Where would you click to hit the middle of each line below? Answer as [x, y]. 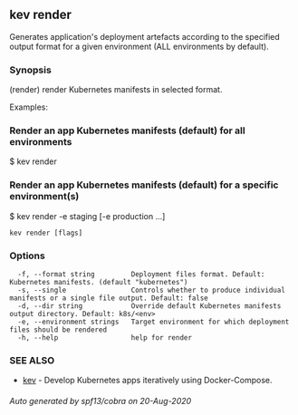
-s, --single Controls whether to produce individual [151, 290]
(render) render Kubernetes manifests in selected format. [116, 90]
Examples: [29, 107]
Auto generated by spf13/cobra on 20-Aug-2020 [101, 401]
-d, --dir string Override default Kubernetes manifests [149, 306]
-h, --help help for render [105, 338]
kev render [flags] [46, 233]
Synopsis [30, 70]
